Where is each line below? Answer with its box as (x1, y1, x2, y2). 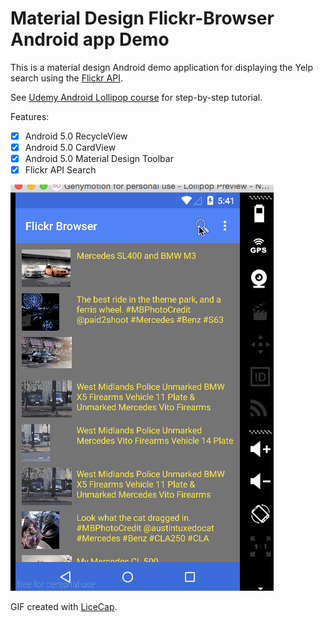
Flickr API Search (24, 164, 97, 176)
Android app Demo (10, 28, 170, 51)
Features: (10, 110, 50, 122)
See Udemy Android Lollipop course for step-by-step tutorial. (10, 91, 263, 103)
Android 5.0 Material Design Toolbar (24, 153, 174, 165)
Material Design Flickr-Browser (10, 7, 275, 30)
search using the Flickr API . (10, 72, 123, 84)
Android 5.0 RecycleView (24, 130, 128, 142)
